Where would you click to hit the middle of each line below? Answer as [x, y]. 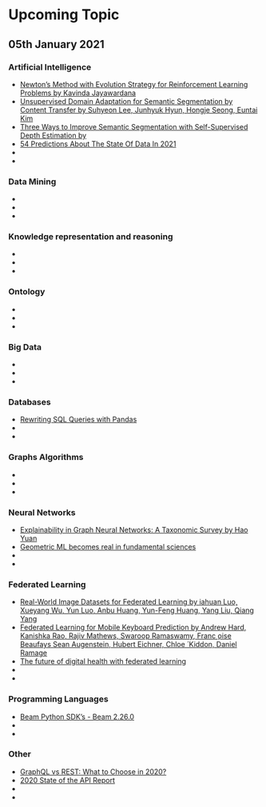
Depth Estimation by [53, 135]
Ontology [27, 292]
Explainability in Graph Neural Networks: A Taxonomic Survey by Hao [134, 529]
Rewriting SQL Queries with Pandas [78, 419]
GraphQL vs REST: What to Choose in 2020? [93, 771]
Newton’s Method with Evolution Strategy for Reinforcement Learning [134, 84]
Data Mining [32, 182]
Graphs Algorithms [46, 457]
